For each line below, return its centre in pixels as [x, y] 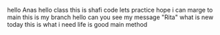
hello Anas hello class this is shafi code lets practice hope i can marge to [110, 10]
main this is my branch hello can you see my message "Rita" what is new [110, 17]
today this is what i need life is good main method [77, 24]
